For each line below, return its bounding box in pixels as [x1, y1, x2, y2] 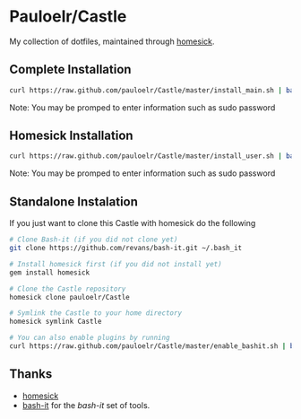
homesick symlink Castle [9, 317, 102, 327]
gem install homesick [9, 267, 90, 277]
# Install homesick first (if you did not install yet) [9, 259, 222, 268]
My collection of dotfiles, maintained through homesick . [9, 36, 215, 47]
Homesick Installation [9, 128, 133, 144]
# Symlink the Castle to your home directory [9, 309, 182, 318]
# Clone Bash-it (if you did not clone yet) [9, 235, 178, 244]
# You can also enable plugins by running [9, 334, 170, 343]
